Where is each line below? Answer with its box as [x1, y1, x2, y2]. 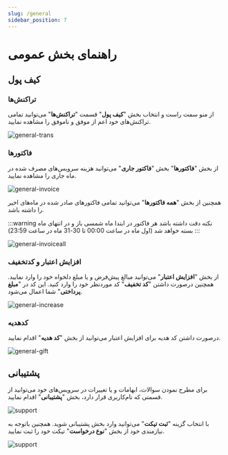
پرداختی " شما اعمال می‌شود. [8, 287, 82, 295]
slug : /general [8, 10, 52, 17]
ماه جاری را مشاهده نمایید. [8, 171, 77, 180]
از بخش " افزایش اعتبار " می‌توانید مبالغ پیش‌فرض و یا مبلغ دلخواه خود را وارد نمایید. [8, 272, 220, 281]
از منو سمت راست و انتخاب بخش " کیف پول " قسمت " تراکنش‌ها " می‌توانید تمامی [8, 110, 214, 118]
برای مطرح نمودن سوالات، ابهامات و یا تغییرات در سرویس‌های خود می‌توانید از [8, 385, 208, 394]
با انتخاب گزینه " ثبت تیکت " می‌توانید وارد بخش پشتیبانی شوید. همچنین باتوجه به [8, 420, 209, 428]
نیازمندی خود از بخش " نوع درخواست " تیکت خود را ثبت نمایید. [8, 427, 165, 436]
